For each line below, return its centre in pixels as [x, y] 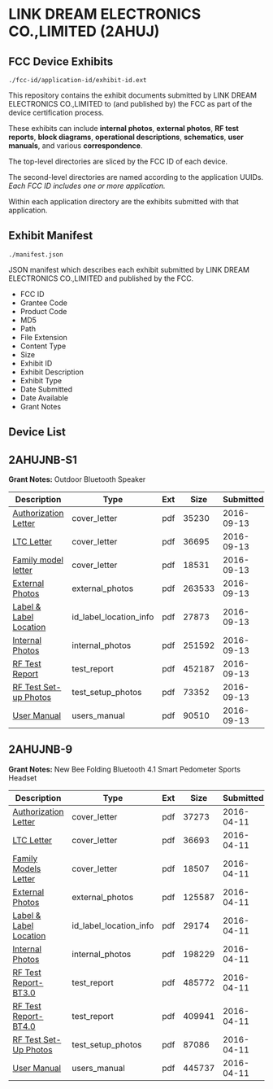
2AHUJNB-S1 [43, 459]
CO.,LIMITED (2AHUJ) [84, 31]
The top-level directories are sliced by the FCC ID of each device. [118, 161]
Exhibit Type [41, 380]
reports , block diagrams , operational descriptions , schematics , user [126, 137]
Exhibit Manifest [51, 236]
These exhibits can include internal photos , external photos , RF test [124, 128]
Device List [37, 432]
